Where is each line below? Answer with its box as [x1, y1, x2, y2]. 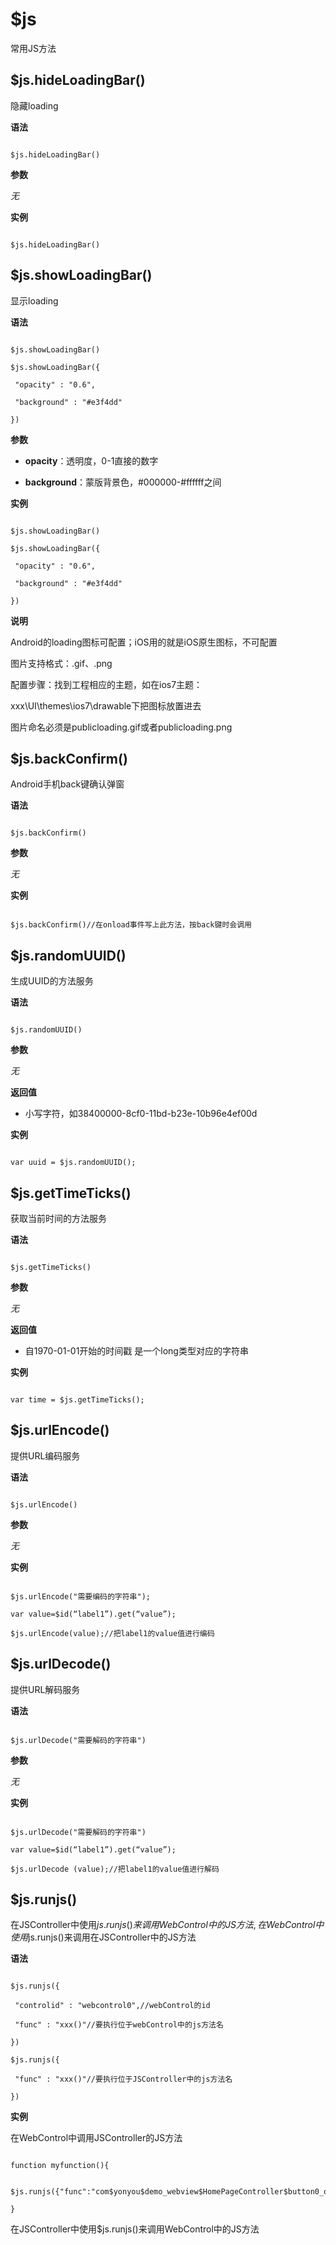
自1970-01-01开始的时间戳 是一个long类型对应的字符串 [24, 1345, 249, 1357]
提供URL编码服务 [10, 1449, 81, 1462]
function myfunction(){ [10, 2161, 110, 2171]
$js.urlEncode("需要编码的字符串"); [10, 1591, 151, 1602]
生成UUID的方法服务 [10, 975, 94, 987]
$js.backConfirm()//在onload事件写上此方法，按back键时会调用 [10, 920, 252, 930]
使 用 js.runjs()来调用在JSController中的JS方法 [10, 1931, 197, 1943]
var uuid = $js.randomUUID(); [10, 1158, 137, 1168]
